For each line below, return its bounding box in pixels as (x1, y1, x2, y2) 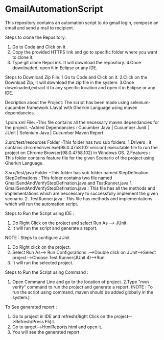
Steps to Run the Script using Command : (5, 269, 89, 275)
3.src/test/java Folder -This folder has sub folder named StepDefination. (5, 169, 150, 175)
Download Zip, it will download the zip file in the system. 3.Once (5, 79, 134, 85)
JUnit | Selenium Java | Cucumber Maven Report (5, 130, 104, 135)
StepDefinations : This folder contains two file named (5, 175, 113, 181)
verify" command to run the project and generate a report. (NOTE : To (12, 284, 153, 290)
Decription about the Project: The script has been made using (5, 99, 130, 105)
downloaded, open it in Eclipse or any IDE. (12, 65, 98, 71)
